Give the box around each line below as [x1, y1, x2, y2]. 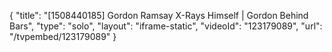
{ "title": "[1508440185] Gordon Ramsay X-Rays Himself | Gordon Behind [9, 10, 309, 21]
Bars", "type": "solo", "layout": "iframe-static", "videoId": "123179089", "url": [9, 20, 323, 32]
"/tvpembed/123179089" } [9, 31, 117, 42]
